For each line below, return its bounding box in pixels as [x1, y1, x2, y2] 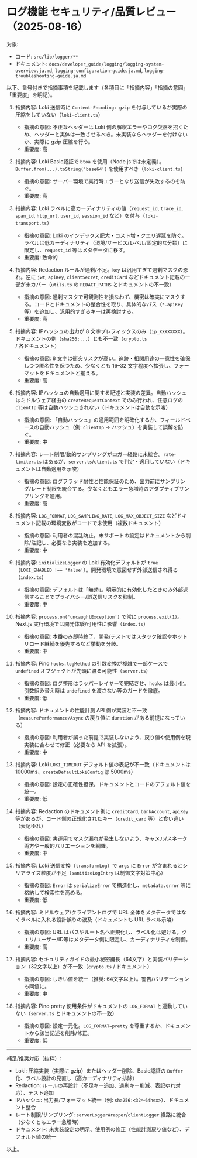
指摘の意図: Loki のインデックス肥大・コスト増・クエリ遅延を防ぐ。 [23, 232, 187, 239]
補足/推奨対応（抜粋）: [6, 1054, 62, 1061]
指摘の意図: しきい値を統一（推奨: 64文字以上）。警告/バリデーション [23, 975, 189, 982]
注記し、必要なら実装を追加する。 [30, 539, 113, 546]
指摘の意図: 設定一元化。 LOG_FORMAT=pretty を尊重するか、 [23, 1022, 165, 1029]
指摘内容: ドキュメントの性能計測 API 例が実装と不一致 [15, 707, 148, 714]
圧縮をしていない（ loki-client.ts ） [15, 111, 103, 118]
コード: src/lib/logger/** [15, 53, 78, 60]
